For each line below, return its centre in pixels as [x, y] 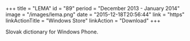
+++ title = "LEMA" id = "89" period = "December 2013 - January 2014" [93, 8]
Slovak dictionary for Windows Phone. [52, 32]
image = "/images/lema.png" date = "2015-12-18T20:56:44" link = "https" [95, 14]
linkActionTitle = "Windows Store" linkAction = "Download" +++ [83, 20]
